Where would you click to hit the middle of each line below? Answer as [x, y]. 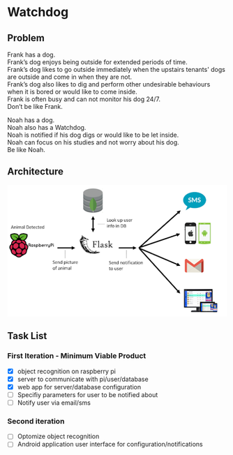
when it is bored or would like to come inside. [72, 92]
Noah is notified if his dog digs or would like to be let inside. [93, 135]
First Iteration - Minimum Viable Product [77, 356]
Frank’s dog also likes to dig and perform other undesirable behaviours [109, 84]
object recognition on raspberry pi [67, 371]
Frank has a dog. [31, 54]
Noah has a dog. [31, 120]
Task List [27, 336]
